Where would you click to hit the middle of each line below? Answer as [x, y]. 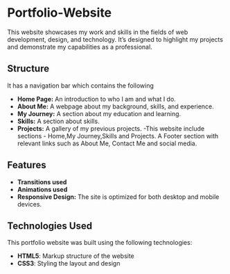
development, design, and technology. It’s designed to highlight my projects [115, 39]
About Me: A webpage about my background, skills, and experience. [116, 106]
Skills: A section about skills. [58, 121]
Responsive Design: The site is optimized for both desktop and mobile [118, 197]
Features [27, 165]
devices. [29, 204]
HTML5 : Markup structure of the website [76, 256]
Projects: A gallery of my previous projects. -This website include [111, 128]
